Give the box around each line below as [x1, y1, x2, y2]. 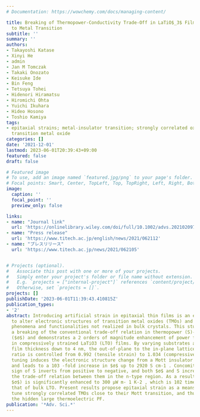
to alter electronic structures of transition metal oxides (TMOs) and [11, 318, 193, 324]
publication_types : [6, 301, 55, 308]
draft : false [6, 158, 39, 164]
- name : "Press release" [6, 230, 68, 236]
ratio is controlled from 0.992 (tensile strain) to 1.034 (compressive [11, 351, 196, 357]
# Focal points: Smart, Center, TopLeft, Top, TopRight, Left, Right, [6, 180, 185, 186]
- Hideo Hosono [6, 108, 44, 114]
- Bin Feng [6, 81, 33, 87]
